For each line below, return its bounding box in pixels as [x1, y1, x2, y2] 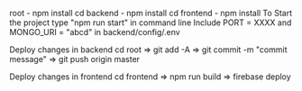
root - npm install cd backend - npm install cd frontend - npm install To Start [9, 8, 293, 18]
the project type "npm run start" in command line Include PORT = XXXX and [9, 17, 292, 28]
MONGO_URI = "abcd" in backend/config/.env [9, 27, 180, 37]
